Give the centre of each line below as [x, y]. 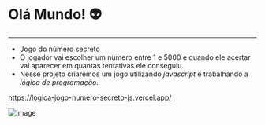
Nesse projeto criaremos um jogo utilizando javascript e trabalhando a [134, 74]
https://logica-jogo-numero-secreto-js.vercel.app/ [90, 97]
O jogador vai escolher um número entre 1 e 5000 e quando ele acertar [135, 57]
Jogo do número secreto [60, 49]
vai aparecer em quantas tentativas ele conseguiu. [101, 65]
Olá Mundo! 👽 [55, 15]
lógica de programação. [59, 82]
